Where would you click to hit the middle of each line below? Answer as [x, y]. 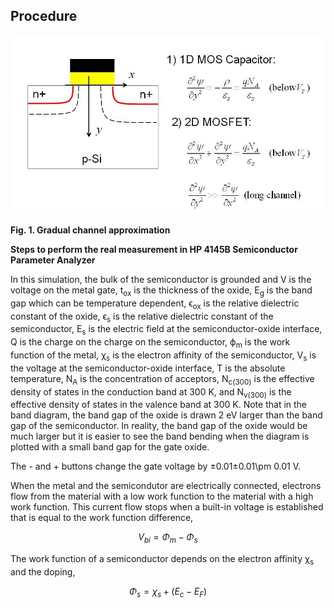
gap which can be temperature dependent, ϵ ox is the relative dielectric [155, 304]
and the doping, [43, 571]
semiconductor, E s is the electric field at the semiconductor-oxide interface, [166, 330]
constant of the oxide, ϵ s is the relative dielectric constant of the [142, 317]
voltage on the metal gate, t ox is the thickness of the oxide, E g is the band [161, 291]
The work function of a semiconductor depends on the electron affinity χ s [162, 560]
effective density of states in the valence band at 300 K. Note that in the [159, 405]
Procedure [44, 16]
